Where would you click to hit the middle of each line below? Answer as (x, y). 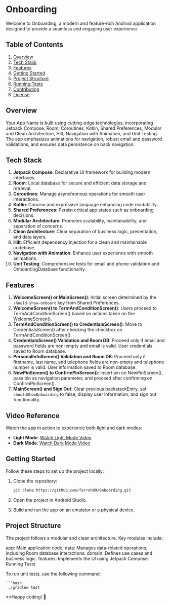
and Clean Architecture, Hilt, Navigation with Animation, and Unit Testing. (82, 133)
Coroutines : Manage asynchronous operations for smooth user (79, 194)
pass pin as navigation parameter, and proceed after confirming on (83, 378)
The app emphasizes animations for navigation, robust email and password (84, 139)
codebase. (24, 248)
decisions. (24, 215)
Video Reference (33, 416)
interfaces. (24, 178)
